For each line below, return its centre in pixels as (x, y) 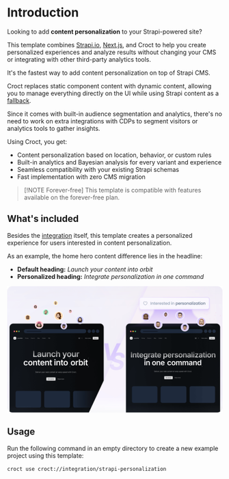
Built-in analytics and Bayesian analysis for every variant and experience (119, 162)
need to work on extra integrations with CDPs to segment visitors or (103, 121)
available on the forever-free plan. (71, 197)
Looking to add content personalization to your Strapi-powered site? (105, 32)
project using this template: (45, 455)
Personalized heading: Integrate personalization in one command (110, 276)
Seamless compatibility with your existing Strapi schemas (98, 169)
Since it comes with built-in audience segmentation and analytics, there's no (114, 114)
